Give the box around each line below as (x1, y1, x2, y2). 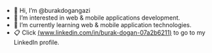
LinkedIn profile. (13, 38, 59, 46)
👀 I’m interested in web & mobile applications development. (13, 14, 181, 22)
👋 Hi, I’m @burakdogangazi (13, 7, 91, 14)
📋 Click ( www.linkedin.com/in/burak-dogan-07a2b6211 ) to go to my (13, 29, 206, 37)
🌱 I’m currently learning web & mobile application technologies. (13, 21, 192, 29)
